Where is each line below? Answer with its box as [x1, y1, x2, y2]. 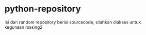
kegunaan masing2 [4, 24, 43, 30]
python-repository [4, 3, 81, 14]
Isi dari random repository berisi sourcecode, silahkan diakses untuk [4, 19, 141, 25]
